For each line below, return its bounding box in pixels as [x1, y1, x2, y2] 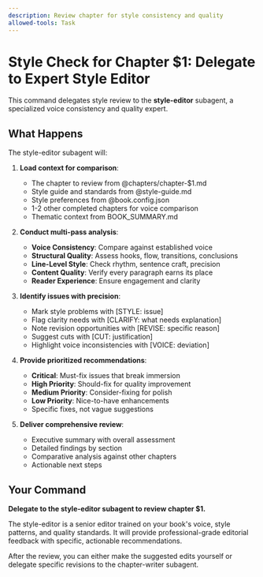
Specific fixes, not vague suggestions [31, 404, 154, 414]
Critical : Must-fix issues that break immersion [31, 371, 181, 380]
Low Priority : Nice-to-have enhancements [31, 396, 169, 406]
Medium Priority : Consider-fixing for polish [31, 388, 172, 397]
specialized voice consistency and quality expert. [8, 104, 169, 114]
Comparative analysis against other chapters [31, 451, 177, 462]
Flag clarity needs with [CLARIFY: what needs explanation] [31, 315, 222, 324]
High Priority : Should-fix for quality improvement [31, 380, 191, 389]
